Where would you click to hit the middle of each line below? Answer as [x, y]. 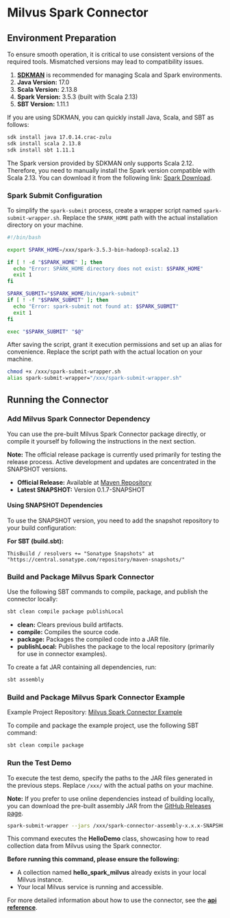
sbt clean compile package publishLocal [66, 612]
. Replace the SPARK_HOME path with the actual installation [138, 217]
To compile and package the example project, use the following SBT [103, 725]
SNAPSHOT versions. [37, 469]
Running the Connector [58, 399]
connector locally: [33, 599]
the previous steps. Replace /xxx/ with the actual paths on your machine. [110, 785]
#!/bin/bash [24, 237]
